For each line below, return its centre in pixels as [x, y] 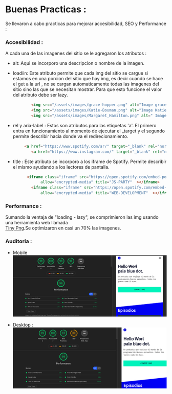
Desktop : [23, 325]
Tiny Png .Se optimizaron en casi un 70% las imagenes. [63, 228]
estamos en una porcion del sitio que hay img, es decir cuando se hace [88, 79]
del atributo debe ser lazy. [40, 95]
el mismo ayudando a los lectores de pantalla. [61, 167]
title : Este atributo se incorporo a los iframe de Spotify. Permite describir [90, 161]
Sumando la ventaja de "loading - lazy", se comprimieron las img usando [82, 217]
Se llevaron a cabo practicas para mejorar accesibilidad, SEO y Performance [86, 24]
